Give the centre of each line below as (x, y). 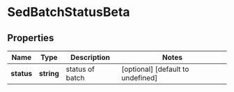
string (49, 74)
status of (80, 69)
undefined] (140, 78)
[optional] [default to (155, 69)
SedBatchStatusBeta (69, 12)
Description (90, 58)
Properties (31, 38)
